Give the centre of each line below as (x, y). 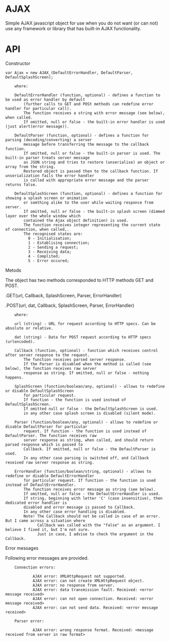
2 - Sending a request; (53, 247)
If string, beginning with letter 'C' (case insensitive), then (93, 498)
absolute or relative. (29, 328)
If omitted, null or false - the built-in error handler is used (94, 122)
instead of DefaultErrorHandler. (41, 485)
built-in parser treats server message (48, 158)
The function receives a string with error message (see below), (94, 113)
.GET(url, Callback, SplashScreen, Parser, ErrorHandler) (64, 295)
